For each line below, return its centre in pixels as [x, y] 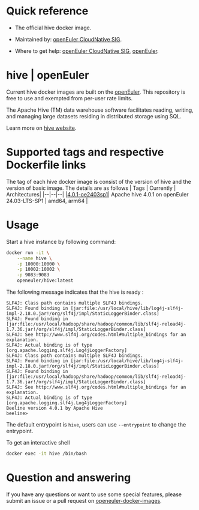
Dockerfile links [46, 165]
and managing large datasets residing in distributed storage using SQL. [94, 116]
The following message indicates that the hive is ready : [75, 292]
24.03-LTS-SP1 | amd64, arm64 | [47, 201]
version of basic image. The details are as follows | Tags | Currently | [91, 188]
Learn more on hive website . [41, 128]
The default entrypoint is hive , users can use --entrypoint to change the [96, 424]
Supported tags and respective [85, 152]
